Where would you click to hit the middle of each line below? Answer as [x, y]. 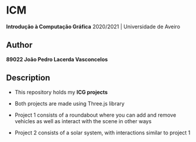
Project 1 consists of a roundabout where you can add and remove [95, 115]
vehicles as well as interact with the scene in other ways [83, 121]
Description [28, 78]
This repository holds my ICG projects [61, 92]
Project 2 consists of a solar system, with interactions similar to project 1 [102, 133]
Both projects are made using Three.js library [70, 103]
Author [19, 45]
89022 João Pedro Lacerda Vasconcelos [57, 59]
